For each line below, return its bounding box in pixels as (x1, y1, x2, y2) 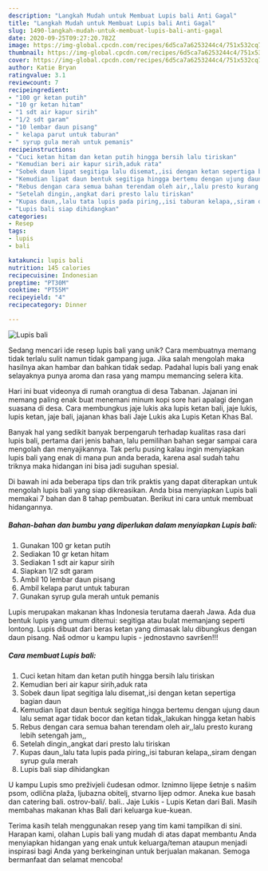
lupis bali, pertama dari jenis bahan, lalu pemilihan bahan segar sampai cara (8, 435, 258, 445)
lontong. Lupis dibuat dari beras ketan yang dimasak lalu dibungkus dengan (8, 624, 257, 634)
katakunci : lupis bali (8, 257, 84, 264)
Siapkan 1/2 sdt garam (19, 566, 94, 575)
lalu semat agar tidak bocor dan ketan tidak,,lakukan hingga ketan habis (19, 713, 256, 723)
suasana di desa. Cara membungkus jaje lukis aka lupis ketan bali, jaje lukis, (8, 403, 258, 412)
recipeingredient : (8, 86, 69, 94)
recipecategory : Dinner (8, 301, 88, 309)
